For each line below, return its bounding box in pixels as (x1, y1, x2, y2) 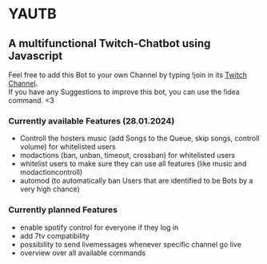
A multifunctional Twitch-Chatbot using (8, 37, 211, 50)
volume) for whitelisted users (19, 142, 116, 152)
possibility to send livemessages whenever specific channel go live (19, 239, 241, 249)
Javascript (8, 49, 63, 62)
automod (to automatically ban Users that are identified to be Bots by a (19, 176, 253, 186)
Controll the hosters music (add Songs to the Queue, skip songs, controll (19, 133, 260, 144)
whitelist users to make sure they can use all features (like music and (19, 159, 247, 168)
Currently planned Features (8, 204, 118, 215)
